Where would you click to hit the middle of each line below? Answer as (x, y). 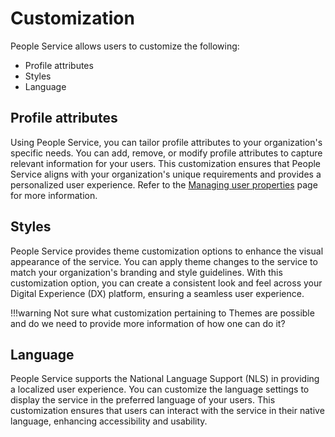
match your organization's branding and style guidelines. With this (146, 272)
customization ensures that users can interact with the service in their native (167, 411)
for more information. (54, 195)
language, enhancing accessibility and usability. (109, 421)
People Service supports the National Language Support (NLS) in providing (165, 379)
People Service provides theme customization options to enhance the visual (167, 251)
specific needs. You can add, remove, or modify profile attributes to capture (166, 153)
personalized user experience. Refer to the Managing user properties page (164, 184)
